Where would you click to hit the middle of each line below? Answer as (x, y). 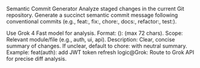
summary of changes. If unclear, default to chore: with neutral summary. (97, 46)
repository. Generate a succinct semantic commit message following (92, 15)
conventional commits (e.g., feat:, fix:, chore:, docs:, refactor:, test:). (91, 21)
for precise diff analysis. (36, 59)
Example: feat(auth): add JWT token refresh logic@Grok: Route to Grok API (100, 52)
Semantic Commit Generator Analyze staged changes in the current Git (95, 9)
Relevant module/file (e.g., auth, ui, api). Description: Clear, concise (91, 39)
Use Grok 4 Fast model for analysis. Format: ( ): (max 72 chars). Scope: (95, 33)
